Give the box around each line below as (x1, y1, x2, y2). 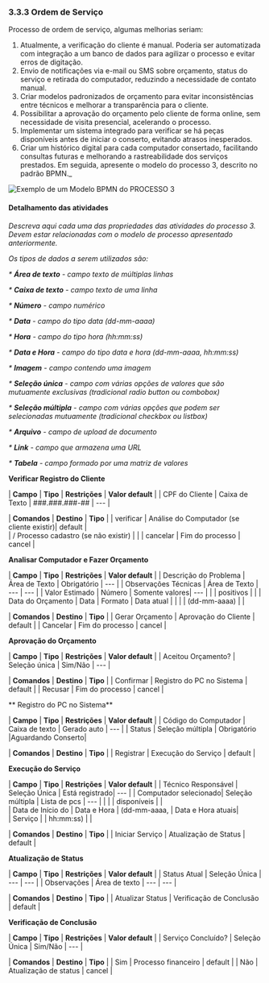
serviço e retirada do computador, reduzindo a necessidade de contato (19, 75, 257, 85)
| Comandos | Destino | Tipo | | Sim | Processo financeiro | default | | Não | (8, 957, 259, 967)
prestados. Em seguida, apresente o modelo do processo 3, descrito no (19, 160, 258, 170)
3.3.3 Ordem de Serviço (8, 6, 103, 18)
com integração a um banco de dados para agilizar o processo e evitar (19, 49, 255, 59)
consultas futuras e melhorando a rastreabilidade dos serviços (19, 151, 228, 161)
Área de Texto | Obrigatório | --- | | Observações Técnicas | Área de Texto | (8, 579, 259, 588)
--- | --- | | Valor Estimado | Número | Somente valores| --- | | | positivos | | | (8, 587, 262, 597)
